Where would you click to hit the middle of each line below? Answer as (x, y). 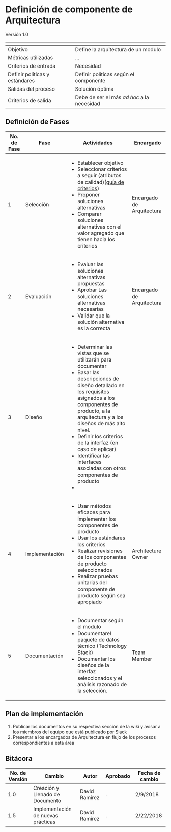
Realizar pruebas (97, 576)
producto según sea (101, 595)
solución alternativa (101, 322)
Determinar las (95, 347)
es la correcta (94, 328)
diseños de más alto (101, 423)
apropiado (90, 602)
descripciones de (98, 378)
